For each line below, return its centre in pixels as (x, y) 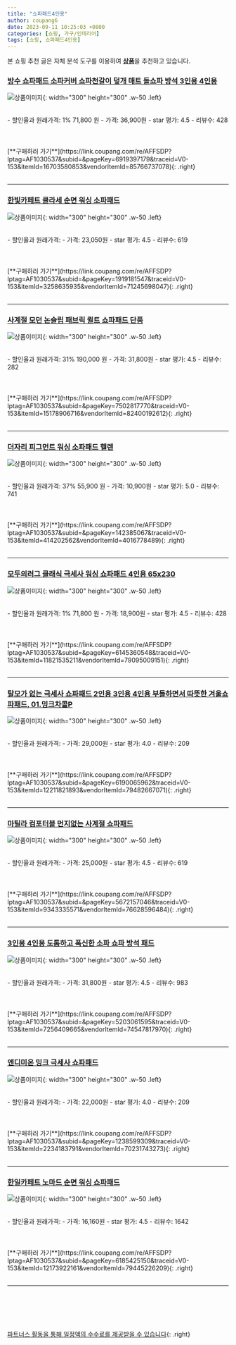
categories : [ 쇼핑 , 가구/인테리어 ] (53, 33)
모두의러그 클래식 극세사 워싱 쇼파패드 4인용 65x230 (91, 574)
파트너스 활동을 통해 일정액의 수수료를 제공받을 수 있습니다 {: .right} (99, 1334)
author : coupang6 (33, 20)
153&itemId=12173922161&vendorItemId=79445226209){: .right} (100, 1268)
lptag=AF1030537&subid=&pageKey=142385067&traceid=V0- (97, 533)
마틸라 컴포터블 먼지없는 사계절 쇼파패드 (70, 823)
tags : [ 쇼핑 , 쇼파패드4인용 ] (44, 40)
